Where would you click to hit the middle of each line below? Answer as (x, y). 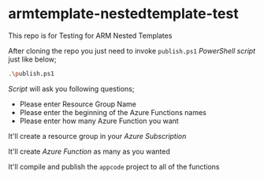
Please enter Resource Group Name (78, 104)
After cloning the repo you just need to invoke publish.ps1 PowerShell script (132, 50)
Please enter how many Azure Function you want (99, 121)
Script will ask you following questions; (71, 88)
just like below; (32, 59)
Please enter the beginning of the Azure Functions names (113, 112)
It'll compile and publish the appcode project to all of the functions (114, 166)
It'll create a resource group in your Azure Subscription (97, 136)
